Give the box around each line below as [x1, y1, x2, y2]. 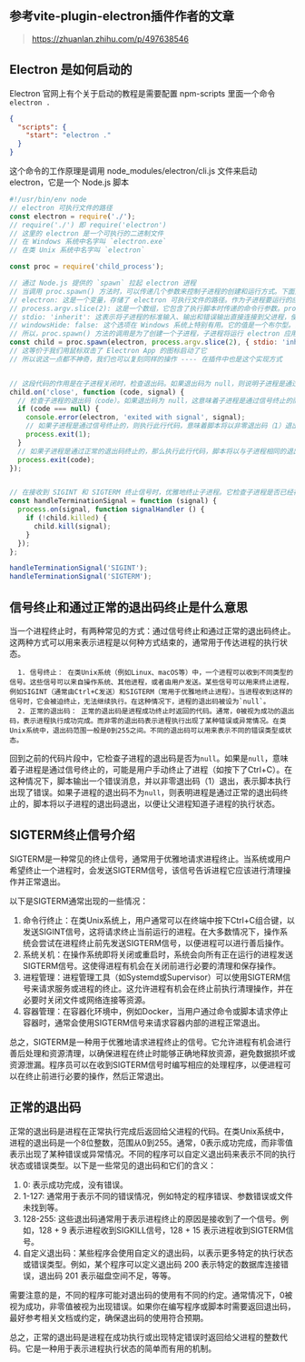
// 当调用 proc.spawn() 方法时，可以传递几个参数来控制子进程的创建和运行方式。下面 [9, 287, 295, 296]
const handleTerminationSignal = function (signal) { [9, 497, 218, 506]
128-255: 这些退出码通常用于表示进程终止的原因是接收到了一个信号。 [22, 1213, 281, 1224]
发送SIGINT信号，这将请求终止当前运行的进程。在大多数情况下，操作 [22, 926, 280, 937]
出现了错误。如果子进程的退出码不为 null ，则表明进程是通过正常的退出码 [9, 786, 280, 798]
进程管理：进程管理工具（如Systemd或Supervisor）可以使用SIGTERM [22, 972, 283, 983]
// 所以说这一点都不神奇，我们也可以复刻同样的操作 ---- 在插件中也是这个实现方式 [9, 354, 283, 364]
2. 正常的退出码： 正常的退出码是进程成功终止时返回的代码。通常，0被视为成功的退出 [17, 706, 295, 716]
